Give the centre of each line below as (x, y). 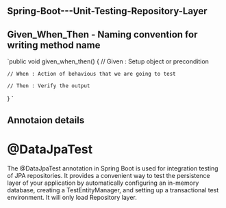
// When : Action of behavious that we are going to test (91, 74)
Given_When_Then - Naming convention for (102, 34)
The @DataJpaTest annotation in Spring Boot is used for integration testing (113, 168)
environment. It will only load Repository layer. (72, 197)
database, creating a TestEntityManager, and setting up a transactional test (113, 190)
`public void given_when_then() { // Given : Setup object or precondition (108, 61)
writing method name (54, 45)
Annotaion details (46, 120)
